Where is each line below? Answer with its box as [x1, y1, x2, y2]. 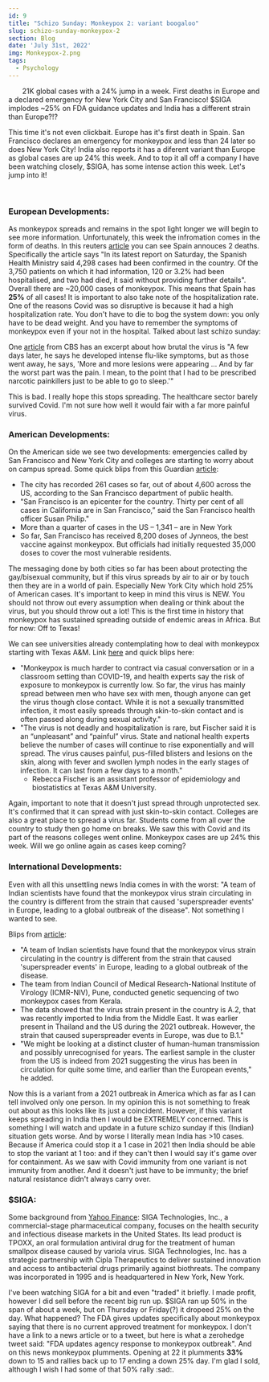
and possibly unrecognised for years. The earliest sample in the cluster [19, 1047, 255, 1057]
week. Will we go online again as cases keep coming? [8, 841, 186, 851]
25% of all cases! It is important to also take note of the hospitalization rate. [8, 293, 259, 302]
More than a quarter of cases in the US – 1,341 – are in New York [19, 523, 233, 532]
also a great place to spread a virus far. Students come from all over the [8, 815, 246, 825]
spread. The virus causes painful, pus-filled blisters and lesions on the [19, 748, 253, 758]
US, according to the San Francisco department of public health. [19, 488, 234, 498]
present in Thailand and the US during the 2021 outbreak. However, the [19, 1022, 255, 1031]
